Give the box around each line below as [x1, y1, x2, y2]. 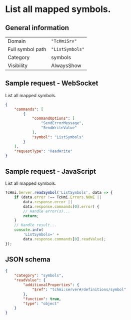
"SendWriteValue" [40, 125, 77, 131]
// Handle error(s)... [23, 209, 70, 214]
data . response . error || [23, 199, 72, 204]
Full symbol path [7, 46, 46, 53]
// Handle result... [14, 223, 57, 228]
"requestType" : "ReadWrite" [14, 149, 72, 154]
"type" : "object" [23, 301, 59, 306]
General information [5, 24, 69, 32]
